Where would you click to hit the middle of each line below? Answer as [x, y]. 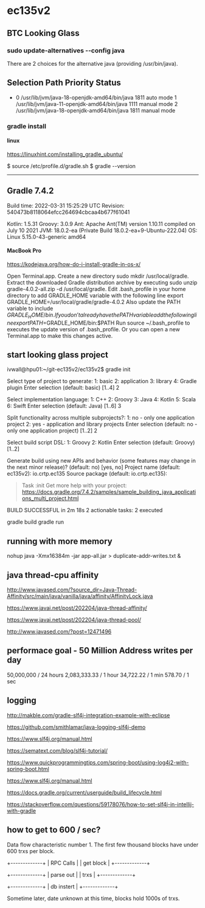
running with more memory [60, 541]
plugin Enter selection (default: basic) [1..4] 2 [63, 388]
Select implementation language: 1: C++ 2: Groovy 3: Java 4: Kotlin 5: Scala [102, 399]
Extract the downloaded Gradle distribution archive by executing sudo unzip [102, 282]
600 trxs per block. [31, 851]
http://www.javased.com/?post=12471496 [59, 632]
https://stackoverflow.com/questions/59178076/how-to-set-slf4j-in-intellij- [100, 804]
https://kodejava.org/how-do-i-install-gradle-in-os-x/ [74, 264]
